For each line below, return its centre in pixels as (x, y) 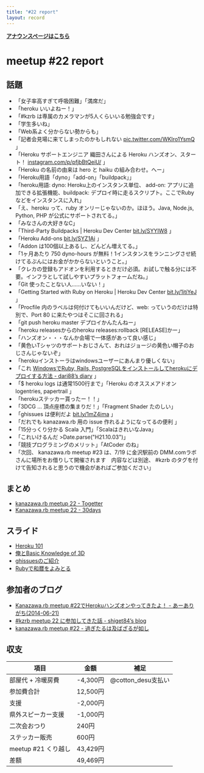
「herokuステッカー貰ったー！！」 (58, 398)
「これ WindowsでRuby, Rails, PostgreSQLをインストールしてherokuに (104, 368)
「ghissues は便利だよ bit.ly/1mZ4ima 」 (65, 414)
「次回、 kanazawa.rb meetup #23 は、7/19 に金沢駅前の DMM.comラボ (106, 452)
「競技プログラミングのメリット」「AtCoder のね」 (78, 444)
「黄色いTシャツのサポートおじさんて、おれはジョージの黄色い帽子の (102, 345)
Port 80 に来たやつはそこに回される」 (79, 315)
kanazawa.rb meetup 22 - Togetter (59, 504)
